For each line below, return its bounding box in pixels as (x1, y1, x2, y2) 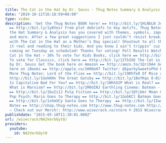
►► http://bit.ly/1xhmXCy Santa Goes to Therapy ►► (9, 99, 121, 104)
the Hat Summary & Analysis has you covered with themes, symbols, (9, 30, 152, 35)
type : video (5, 16, 30, 21)
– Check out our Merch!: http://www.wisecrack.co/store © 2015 (9, 108, 142, 113)
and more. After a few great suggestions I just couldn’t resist (9, 35, 147, 40)
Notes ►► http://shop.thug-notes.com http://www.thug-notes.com (9, 103, 145, 108)
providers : (5, 121, 28, 126)
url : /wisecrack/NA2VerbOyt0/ (5, 116, 68, 122)
